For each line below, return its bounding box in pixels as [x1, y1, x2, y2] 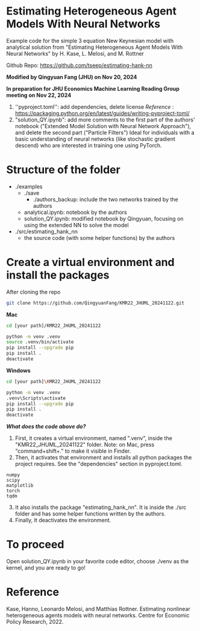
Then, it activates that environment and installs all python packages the [14, 454, 192, 461]
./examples [14, 183, 43, 190]
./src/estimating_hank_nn [14, 228, 78, 235]
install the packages [6, 268, 110, 282]
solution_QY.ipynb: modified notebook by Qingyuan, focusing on [23, 215, 184, 222]
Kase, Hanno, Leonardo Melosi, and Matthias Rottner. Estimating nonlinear [6, 606, 191, 613]
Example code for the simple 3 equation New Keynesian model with [6, 37, 173, 44]
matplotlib [6, 482, 34, 489]
